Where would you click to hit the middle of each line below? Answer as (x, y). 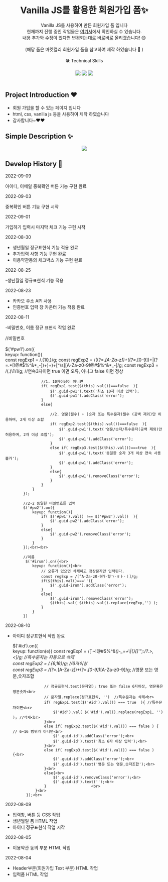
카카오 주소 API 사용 (32, 301)
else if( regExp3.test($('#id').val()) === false (97, 750)
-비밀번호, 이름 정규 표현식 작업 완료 (40, 327)
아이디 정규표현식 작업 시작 (39, 827)
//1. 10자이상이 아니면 (62, 382)
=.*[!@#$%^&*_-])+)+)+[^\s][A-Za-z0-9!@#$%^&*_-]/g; (64, 365)
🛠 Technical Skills (84, 60)
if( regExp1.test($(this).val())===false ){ (89, 386)
